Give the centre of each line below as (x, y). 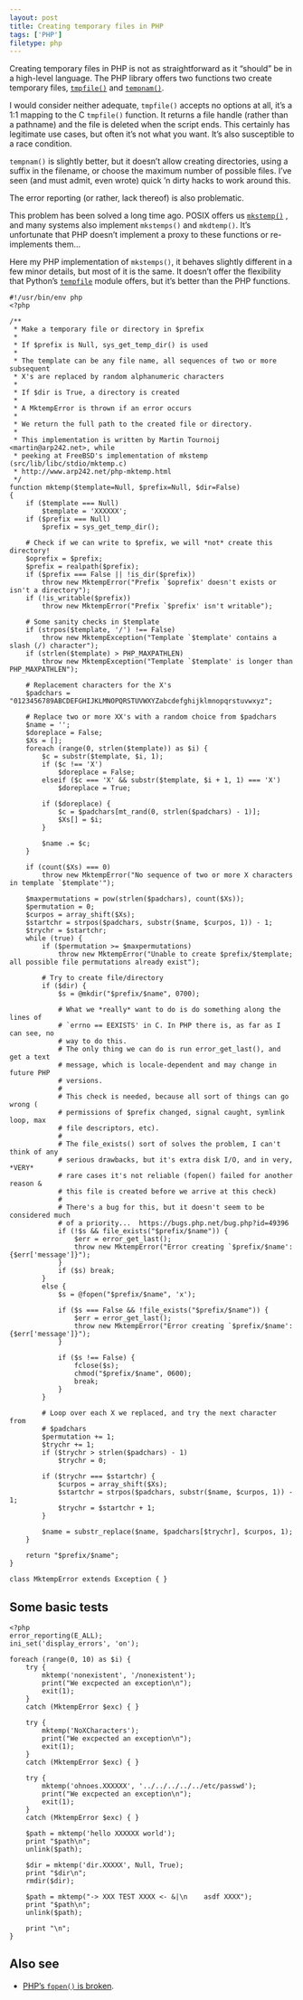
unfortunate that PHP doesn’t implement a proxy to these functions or (139, 235)
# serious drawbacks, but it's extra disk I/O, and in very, (175, 1160)
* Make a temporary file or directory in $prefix (109, 330)
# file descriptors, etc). (109, 1128)
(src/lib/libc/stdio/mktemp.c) (68, 464)
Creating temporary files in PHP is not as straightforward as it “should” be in (151, 69)
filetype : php (36, 43)
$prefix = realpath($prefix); (83, 567)
